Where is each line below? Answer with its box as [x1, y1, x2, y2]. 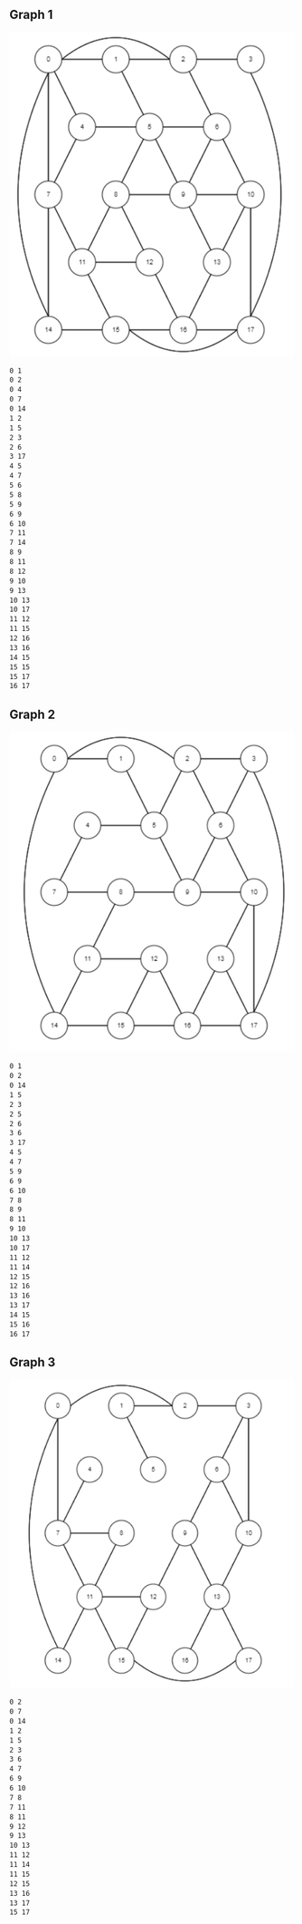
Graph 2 [9, 706, 56, 722]
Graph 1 [9, 7, 53, 23]
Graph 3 [9, 1355, 56, 1370]
